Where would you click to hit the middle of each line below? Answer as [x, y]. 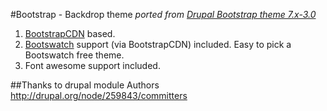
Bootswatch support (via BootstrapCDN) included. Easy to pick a [158, 44]
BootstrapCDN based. [70, 33]
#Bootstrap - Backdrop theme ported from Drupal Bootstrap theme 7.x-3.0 [163, 14]
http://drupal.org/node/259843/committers [99, 95]
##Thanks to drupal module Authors [85, 85]
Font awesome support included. [92, 65]
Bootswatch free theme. [74, 55]
